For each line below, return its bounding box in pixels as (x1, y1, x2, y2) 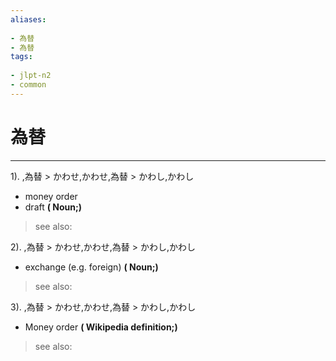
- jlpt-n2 (10, 71, 52, 81)
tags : (10, 52, 33, 62)
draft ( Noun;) (24, 201, 83, 213)
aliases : (10, 14, 47, 25)
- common (10, 80, 47, 90)
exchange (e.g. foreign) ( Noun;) (24, 261, 159, 273)
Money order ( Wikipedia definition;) (24, 321, 178, 333)
